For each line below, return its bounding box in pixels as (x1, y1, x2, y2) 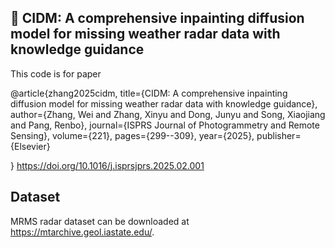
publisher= (256, 129, 302, 141)
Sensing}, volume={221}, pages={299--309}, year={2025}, (10, 129, 255, 141)
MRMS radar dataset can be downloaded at (10, 215, 190, 227)
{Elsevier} (10, 140, 51, 152)
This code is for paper (10, 67, 102, 80)
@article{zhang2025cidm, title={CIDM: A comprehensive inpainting (10, 87, 288, 99)
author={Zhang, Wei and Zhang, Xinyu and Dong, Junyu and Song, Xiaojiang (10, 108, 326, 120)
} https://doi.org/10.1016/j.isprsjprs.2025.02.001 (10, 159, 205, 171)
